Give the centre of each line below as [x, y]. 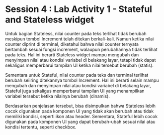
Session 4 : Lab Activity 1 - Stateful [79, 9]
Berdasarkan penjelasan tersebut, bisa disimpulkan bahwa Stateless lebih [80, 106]
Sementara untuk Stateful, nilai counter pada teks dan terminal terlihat [77, 75]
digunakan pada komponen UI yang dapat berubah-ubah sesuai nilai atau [80, 122]
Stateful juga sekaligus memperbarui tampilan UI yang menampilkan [75, 91]
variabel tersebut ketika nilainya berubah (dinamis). [58, 96]
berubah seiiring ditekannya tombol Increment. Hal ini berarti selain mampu [82, 80]
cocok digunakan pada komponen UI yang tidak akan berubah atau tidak [80, 111]
